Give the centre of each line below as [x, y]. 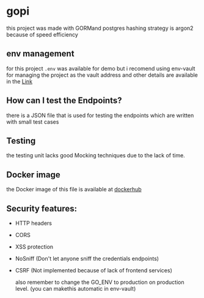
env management [40, 54]
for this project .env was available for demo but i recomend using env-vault [101, 68]
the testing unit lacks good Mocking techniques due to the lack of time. [96, 155]
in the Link [19, 81]
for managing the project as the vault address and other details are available [102, 75]
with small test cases [33, 122]
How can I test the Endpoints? [64, 101]
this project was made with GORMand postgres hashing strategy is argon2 [100, 28]
